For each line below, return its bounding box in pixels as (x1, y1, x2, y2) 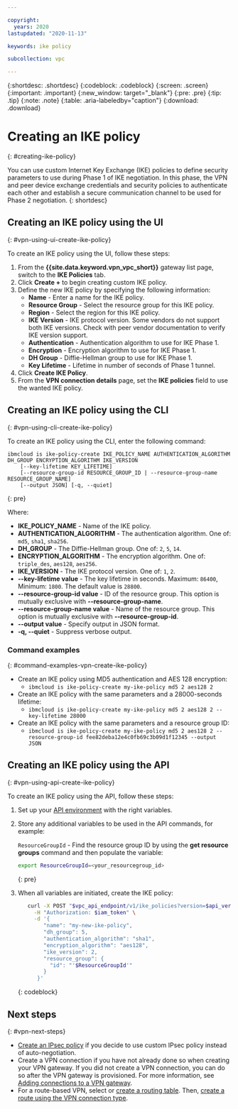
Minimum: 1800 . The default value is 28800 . (17, 581, 142, 590)
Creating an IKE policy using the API (7, 759, 170, 771)
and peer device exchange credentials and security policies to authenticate (7, 181, 227, 190)
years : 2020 (13, 23, 50, 31)
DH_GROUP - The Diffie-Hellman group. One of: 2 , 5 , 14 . (17, 544, 182, 552)
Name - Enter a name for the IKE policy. (28, 293, 145, 302)
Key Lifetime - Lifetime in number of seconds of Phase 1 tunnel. (28, 361, 215, 369)
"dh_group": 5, (43, 929, 89, 936)
